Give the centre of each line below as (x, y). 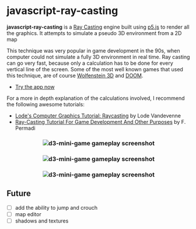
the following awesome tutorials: (46, 104)
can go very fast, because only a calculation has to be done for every (90, 63)
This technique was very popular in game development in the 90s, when (93, 50)
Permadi (25, 128)
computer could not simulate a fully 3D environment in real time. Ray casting (98, 57)
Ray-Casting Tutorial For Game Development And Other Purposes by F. (100, 122)
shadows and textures (42, 221)
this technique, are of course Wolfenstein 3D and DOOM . (75, 75)
